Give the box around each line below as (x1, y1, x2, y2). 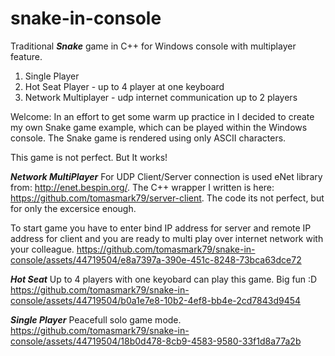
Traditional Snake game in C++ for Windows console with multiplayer (10, 40, 297, 52)
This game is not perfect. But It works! (10, 151, 168, 163)
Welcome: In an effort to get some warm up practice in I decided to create (10, 110, 315, 122)
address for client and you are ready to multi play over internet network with (10, 232, 324, 244)
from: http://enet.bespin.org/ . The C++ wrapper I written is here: (10, 181, 275, 193)
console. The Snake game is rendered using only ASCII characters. (10, 132, 287, 144)
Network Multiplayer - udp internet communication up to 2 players (24, 91, 298, 103)
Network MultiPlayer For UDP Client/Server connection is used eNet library (10, 170, 323, 182)
